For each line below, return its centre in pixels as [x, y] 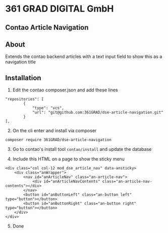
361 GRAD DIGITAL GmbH [60, 9]
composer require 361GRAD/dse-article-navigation [59, 140]
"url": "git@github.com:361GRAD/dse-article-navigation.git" [98, 112]
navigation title [21, 62]
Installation [23, 78]
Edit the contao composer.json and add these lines [65, 90]
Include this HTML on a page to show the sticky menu [69, 159]
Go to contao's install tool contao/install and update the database [82, 149]
